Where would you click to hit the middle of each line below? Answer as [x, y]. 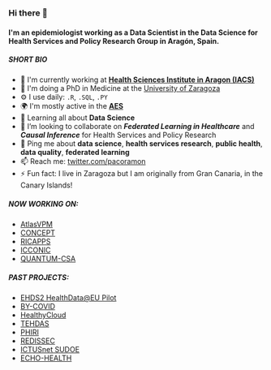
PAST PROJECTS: [39, 277]
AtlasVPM [37, 224]
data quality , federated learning [75, 153]
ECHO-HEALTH [46, 358]
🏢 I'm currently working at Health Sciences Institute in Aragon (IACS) [137, 80]
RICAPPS [35, 242]
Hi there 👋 [28, 13]
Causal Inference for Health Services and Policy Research [118, 135]
